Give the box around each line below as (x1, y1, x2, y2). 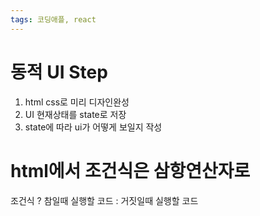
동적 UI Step (10, 61, 108, 83)
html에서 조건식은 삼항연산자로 (10, 159, 251, 182)
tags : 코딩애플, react (10, 14, 97, 25)
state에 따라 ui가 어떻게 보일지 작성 (24, 121, 163, 133)
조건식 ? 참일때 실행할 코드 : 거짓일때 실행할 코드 (10, 194, 199, 206)
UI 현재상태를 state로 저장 (24, 108, 127, 120)
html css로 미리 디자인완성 (24, 96, 130, 108)
